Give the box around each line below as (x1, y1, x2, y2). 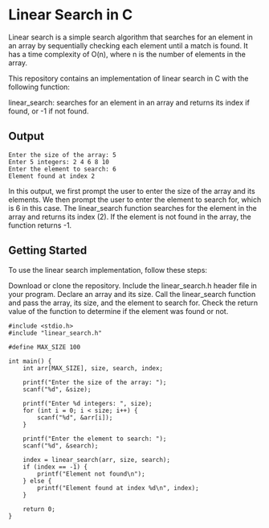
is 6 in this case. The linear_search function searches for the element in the (8, 203, 257, 212)
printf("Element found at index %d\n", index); (37, 484, 199, 492)
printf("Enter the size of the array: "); (22, 378, 167, 386)
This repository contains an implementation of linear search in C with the (8, 73, 249, 83)
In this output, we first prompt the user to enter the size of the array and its (8, 186, 255, 196)
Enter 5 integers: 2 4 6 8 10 (8, 158, 110, 166)
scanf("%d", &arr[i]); (37, 413, 113, 422)
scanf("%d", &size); (22, 385, 92, 394)
